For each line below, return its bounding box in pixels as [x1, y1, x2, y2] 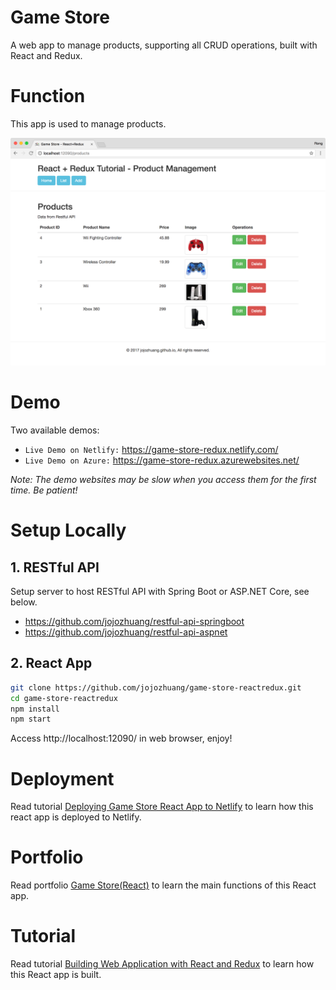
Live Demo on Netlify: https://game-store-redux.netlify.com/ [24, 444, 279, 456]
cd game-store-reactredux [10, 693, 118, 703]
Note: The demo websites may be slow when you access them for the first [10, 474, 317, 486]
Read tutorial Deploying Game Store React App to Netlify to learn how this [10, 801, 314, 813]
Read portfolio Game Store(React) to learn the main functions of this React [10, 879, 317, 891]
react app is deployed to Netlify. [10, 811, 142, 823]
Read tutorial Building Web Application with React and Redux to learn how [10, 958, 315, 970]
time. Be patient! [10, 484, 78, 496]
